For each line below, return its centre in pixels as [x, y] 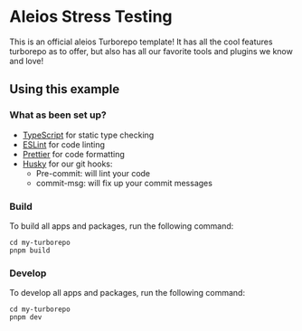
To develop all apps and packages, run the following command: [127, 293]
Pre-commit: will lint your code [93, 173]
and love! [26, 61]
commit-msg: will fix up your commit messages [124, 183]
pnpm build [30, 251]
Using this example [65, 89]
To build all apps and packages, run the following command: [122, 226]
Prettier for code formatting [73, 154]
